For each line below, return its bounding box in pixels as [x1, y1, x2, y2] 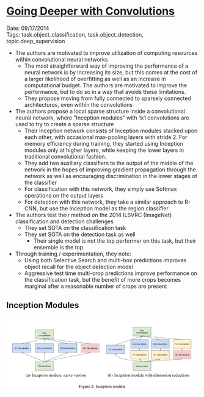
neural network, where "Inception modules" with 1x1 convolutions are [15, 114, 189, 121]
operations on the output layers [24, 191, 104, 199]
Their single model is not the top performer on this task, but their [33, 237, 197, 245]
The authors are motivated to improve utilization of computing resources [15, 49, 198, 56]
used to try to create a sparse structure [15, 120, 114, 127]
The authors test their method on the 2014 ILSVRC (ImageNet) [15, 211, 172, 218]
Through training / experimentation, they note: [15, 250, 131, 257]
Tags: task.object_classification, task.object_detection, [6, 30, 144, 38]
